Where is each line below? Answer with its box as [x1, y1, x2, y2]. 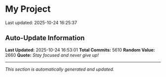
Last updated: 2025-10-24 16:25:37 [5, 20, 78, 26]
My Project [5, 3, 51, 15]
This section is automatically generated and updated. [5, 66, 115, 72]
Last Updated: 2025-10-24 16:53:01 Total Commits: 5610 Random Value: [5, 47, 155, 52]
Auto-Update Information [5, 34, 85, 42]
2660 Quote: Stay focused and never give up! [5, 52, 99, 58]
